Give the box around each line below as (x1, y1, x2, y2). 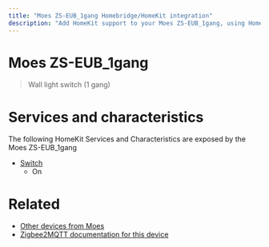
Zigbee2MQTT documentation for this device (19, 229, 169, 240)
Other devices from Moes (19, 221, 105, 231)
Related (8, 195, 60, 213)
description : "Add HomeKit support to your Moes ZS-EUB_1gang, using (8, 19, 246, 27)
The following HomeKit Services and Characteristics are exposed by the (8, 134, 247, 144)
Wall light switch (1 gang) (27, 80, 110, 90)
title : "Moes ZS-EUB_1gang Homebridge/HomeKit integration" (8, 11, 214, 20)
